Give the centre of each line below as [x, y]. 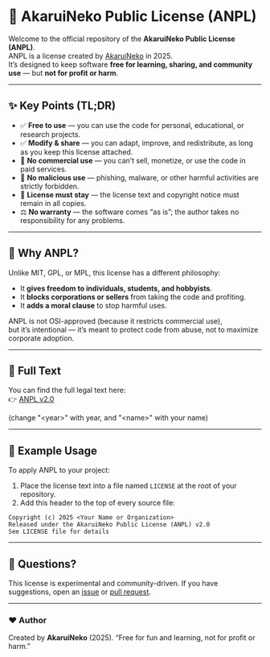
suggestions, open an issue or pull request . [80, 592]
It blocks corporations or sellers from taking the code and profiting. [133, 296]
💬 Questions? [43, 564]
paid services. [43, 169]
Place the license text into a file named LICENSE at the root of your [128, 486]
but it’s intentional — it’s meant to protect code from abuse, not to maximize [133, 329]
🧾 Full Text [35, 371]
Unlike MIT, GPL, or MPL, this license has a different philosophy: [115, 272]
